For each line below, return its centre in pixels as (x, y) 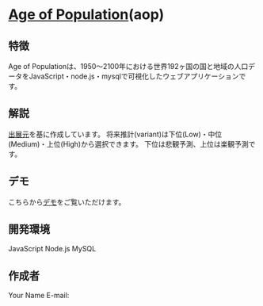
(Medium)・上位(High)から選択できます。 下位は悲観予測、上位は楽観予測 (128, 143)
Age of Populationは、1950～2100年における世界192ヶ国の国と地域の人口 (128, 66)
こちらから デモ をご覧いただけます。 (67, 202)
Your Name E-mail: (39, 296)
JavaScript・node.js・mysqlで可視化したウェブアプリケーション (134, 76)
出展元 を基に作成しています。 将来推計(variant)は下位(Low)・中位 (115, 134)
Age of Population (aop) (86, 15)
